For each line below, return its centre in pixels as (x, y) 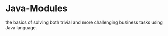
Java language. (21, 27)
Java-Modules (36, 9)
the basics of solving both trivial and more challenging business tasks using (84, 22)
